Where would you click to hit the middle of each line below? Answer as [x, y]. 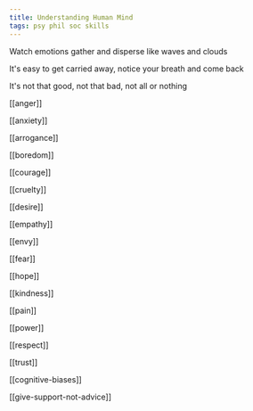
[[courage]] [30, 172]
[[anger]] [26, 103]
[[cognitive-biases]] [45, 379]
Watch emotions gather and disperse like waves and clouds [118, 51]
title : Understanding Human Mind [71, 17]
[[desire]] [26, 207]
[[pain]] [23, 310]
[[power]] [27, 327]
